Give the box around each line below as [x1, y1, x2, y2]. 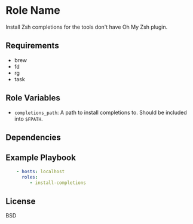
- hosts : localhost [16, 168, 65, 174]
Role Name [5, 4, 60, 17]
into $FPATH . [14, 115, 43, 122]
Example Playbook [5, 153, 76, 163]
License [5, 196, 36, 206]
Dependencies [5, 132, 61, 142]
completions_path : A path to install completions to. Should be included [14, 109, 188, 116]
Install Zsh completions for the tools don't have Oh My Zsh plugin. [5, 23, 168, 30]
